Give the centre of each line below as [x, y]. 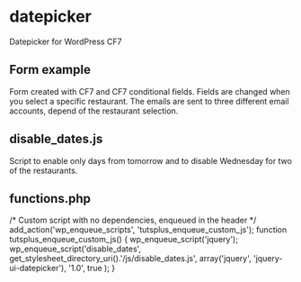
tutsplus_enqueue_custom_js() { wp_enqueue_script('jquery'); [124, 240]
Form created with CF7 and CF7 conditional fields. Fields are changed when [150, 91]
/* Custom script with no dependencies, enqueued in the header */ [133, 220]
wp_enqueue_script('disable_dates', [75, 249]
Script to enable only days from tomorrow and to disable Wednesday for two [150, 160]
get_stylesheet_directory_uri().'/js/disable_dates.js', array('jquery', [130, 259]
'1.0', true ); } [92, 268]
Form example [50, 70]
